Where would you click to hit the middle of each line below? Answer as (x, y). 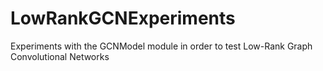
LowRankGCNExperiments (123, 18)
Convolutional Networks (60, 56)
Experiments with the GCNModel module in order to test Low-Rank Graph (161, 46)
